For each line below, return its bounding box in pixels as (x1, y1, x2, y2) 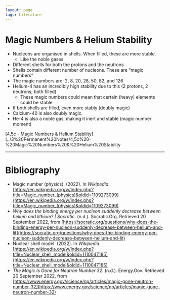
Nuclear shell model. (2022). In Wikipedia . (12, 241, 101, 247)
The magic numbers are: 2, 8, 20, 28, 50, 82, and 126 (12, 78, 123, 84)
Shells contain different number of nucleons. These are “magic (12, 67, 144, 73)
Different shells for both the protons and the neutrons (12, 62, 124, 68)
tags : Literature (5, 12, 42, 17)
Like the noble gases (20, 56, 64, 63)
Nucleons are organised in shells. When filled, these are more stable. (12, 51, 156, 57)
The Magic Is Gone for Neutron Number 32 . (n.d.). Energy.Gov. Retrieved (12, 267, 164, 274)
